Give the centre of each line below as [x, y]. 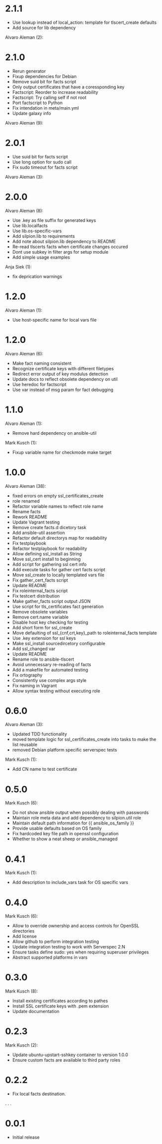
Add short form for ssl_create [42, 627]
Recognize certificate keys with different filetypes [63, 368]
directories [23, 931]
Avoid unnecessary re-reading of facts [52, 664]
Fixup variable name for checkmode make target [62, 452]
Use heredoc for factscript [39, 384]
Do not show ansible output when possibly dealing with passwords [81, 812]
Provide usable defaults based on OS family [57, 828]
